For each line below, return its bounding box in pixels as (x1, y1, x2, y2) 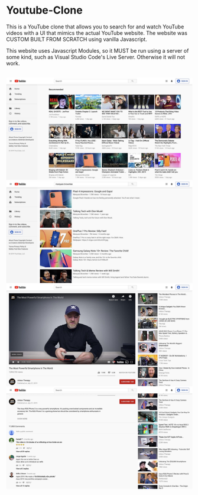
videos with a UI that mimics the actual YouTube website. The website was (6, 29, 188, 36)
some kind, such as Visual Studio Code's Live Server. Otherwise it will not (6, 53, 185, 60)
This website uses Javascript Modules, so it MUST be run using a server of (6, 47, 189, 54)
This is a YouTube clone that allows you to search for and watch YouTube (6, 23, 184, 30)
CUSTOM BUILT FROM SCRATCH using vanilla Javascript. (6, 35, 148, 43)
